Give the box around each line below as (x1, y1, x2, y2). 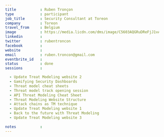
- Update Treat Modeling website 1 (9, 106, 82, 111)
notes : (5, 124, 42, 129)
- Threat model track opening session (9, 88, 89, 93)
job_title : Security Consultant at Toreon (5, 16, 108, 21)
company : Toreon (5, 20, 58, 26)
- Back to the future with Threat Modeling (9, 111, 99, 116)
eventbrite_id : (5, 57, 42, 62)
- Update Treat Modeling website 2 (9, 75, 82, 80)
